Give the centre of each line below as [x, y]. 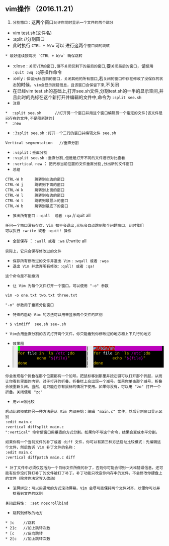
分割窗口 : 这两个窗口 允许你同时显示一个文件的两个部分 [63, 22]
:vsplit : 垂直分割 [30, 152]
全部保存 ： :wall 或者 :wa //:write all [50, 241]
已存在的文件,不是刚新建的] [30, 118]
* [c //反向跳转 [24, 533]
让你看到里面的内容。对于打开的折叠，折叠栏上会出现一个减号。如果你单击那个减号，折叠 [84, 381]
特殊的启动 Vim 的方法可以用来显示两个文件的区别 [58, 315]
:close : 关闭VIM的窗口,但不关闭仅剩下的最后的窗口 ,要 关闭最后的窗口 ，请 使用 [83, 66]
